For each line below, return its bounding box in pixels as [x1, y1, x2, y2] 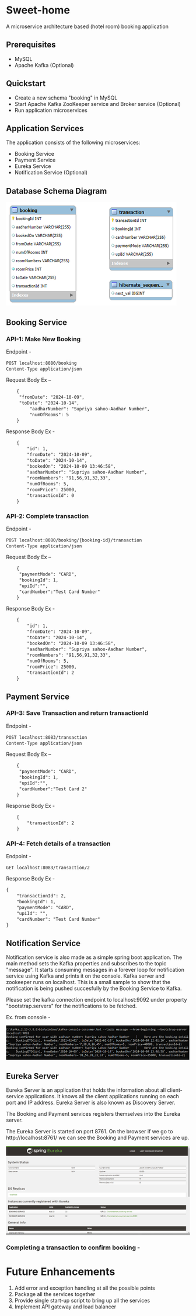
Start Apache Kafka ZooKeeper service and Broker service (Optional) [14, 100, 181, 107]
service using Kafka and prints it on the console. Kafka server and [6, 972, 165, 979]
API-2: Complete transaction [6, 512, 89, 520]
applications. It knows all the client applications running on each [25, 1093, 179, 1100]
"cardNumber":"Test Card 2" [19, 786, 87, 792]
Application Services [6, 124, 84, 133]
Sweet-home [6, 4, 70, 17]
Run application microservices [14, 107, 87, 114]
